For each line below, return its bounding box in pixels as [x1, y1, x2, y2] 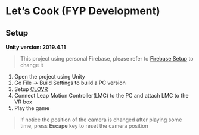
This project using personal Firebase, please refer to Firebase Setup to [20, 55, 194, 62]
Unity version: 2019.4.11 [5, 43, 66, 51]
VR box [14, 98, 32, 105]
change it [20, 61, 43, 68]
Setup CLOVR [14, 86, 48, 93]
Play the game [14, 105, 50, 111]
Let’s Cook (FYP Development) [5, 4, 160, 18]
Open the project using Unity [14, 73, 86, 80]
